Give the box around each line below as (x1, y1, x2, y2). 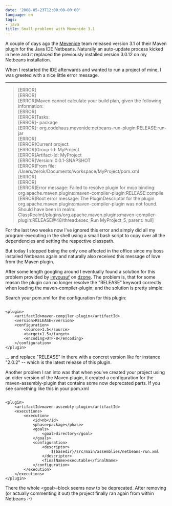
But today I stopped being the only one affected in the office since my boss (5, 248, 164, 254)
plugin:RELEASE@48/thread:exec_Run (17, 217, 99, 223)
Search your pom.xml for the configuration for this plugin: (5, 295, 126, 301)
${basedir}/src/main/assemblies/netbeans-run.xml (51, 449, 159, 454)
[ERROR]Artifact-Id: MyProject (17, 152, 82, 158)
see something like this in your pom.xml (5, 385, 89, 392)
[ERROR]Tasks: (17, 114, 50, 120)
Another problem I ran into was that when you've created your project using (5, 369, 165, 376)
